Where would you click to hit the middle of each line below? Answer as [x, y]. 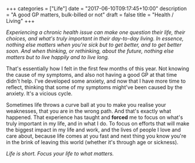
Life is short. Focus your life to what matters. [60, 154]
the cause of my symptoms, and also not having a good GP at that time [92, 75]
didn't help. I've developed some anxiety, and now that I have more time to [96, 81]
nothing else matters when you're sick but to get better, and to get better [94, 45]
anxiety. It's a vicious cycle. [39, 94]
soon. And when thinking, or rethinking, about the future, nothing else [90, 51]
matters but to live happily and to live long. [58, 57]
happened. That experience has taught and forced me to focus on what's [95, 117]
